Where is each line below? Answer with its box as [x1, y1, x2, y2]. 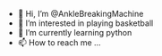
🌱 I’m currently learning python [17, 28, 132, 37]
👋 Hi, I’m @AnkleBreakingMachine [17, 9, 144, 19]
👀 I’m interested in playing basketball [17, 18, 154, 28]
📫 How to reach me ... [17, 37, 101, 48]
